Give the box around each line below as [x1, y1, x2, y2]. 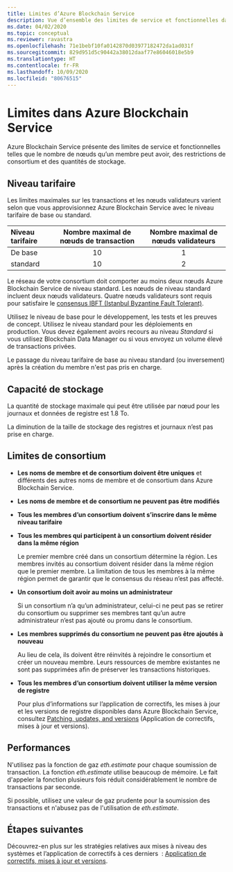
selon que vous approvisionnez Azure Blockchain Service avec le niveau [7, 203, 214, 212]
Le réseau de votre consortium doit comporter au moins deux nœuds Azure [7, 277, 223, 285]
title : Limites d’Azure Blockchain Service [7, 10, 135, 17]
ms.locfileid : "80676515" [7, 74, 82, 82]
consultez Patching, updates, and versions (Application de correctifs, [17, 714, 215, 722]
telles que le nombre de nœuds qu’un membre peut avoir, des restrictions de [7, 150, 226, 159]
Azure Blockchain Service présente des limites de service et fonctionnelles [7, 143, 221, 151]
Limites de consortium [7, 450, 106, 462]
